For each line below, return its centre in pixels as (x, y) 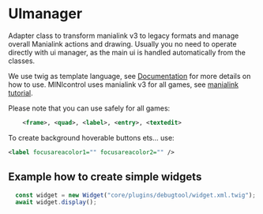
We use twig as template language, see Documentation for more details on (130, 76)
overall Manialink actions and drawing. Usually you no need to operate (122, 43)
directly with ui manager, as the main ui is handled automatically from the (127, 52)
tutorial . (21, 92)
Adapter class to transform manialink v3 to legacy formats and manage (124, 36)
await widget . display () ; (56, 202)
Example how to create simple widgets (105, 177)
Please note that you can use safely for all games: (89, 108)
